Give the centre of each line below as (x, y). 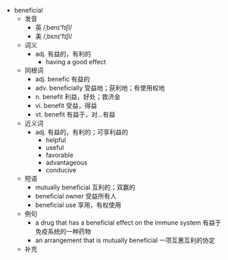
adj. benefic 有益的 (62, 79)
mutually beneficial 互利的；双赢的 (85, 187)
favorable (60, 155)
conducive (61, 170)
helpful (56, 140)
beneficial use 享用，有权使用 (78, 205)
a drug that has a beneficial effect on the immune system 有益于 (128, 223)
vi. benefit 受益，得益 (66, 106)
